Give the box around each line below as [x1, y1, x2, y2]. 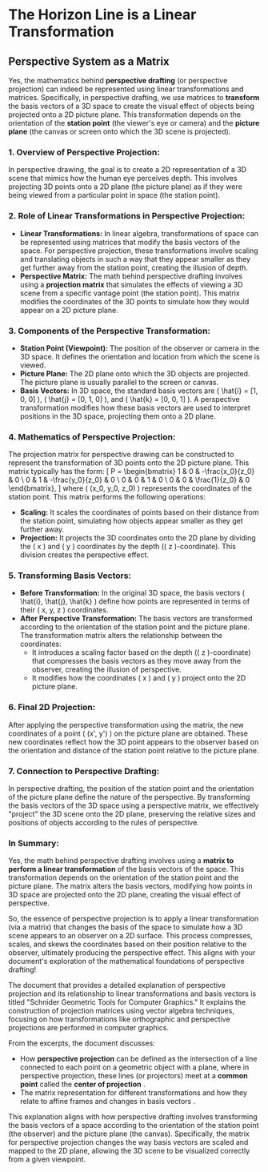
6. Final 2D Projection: [8, 702, 96, 713]
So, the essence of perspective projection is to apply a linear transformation [8, 914, 258, 924]
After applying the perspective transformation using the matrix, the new [8, 720, 244, 729]
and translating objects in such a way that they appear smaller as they [19, 254, 250, 263]
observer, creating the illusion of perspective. [31, 664, 182, 674]
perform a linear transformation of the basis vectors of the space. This [8, 865, 245, 874]
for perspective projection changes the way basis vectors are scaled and [8, 1138, 249, 1147]
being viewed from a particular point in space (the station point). [8, 191, 221, 200]
